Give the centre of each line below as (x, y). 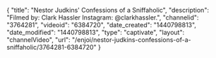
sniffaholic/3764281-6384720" (52, 47)
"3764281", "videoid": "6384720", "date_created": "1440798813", (102, 25)
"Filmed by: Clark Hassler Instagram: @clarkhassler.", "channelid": (103, 17)
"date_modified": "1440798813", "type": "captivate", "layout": (96, 32)
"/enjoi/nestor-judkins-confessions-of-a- (132, 40)
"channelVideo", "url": (39, 40)
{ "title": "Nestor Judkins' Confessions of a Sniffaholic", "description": (108, 10)
